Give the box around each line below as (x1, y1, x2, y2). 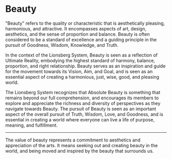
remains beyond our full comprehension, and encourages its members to (5, 95, 159, 101)
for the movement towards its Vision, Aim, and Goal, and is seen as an (5, 68, 153, 75)
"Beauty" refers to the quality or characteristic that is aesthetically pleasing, (5, 20, 165, 26)
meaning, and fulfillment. (5, 122, 58, 128)
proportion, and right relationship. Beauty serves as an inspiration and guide (5, 63, 166, 69)
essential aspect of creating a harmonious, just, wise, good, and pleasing (5, 74, 160, 80)
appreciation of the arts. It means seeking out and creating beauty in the (5, 142, 158, 148)
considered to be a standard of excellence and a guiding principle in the (5, 37, 157, 43)
